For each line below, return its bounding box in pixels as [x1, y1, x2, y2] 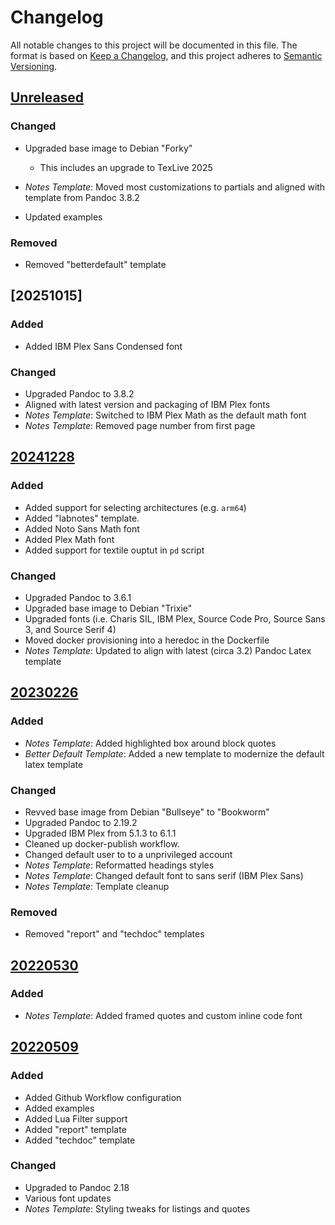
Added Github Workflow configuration [24, 1091, 182, 1103]
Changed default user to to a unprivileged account [24, 848, 233, 860]
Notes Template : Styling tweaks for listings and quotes [24, 1202, 251, 1215]
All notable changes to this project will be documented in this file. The [10, 39, 298, 51]
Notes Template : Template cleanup [24, 880, 170, 892]
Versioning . [10, 60, 58, 72]
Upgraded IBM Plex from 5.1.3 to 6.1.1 [24, 827, 177, 839]
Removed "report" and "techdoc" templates [24, 928, 205, 940]
